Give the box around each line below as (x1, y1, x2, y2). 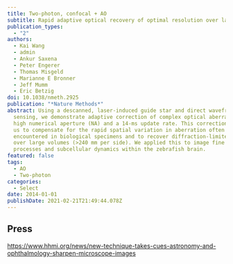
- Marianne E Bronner (13, 74, 76, 82)
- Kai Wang (13, 42, 45, 49)
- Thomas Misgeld (13, 68, 64, 75)
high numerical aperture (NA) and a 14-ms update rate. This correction (13, 119, 228, 127)
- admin (13, 49, 36, 56)
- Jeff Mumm (13, 81, 49, 88)
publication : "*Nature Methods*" (7, 101, 104, 108)
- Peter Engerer (13, 62, 60, 69)
